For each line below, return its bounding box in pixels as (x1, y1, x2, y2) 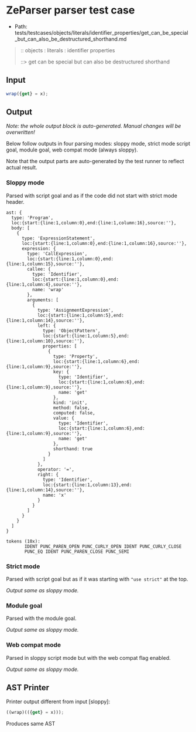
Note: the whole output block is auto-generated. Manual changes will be (6, 123, 181, 130)
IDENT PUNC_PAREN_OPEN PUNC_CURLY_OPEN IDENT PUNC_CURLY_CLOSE (24, 544, 182, 549)
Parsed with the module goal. (6, 615, 77, 622)
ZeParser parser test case (6, 4, 135, 17)
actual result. (6, 164, 37, 171)
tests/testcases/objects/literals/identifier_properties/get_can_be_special (14, 29, 188, 36)
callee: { (27, 266, 51, 272)
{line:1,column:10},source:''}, (6, 338, 85, 344)
